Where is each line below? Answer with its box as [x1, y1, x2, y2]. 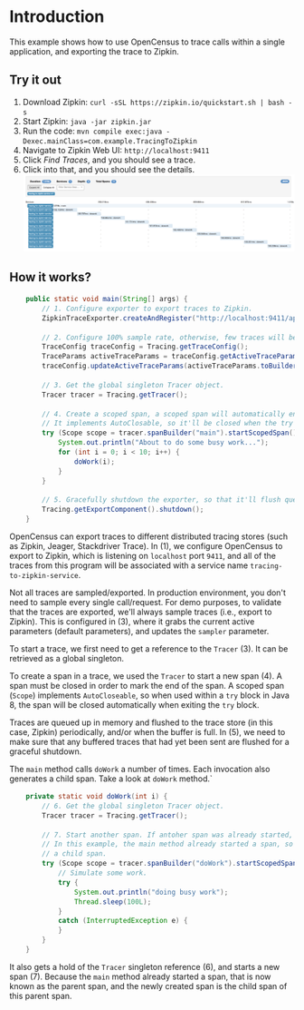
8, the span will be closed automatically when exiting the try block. [9, 700, 260, 711]
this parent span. [9, 990, 72, 1001]
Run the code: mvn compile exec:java [22, 125, 163, 136]
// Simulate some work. [57, 868, 147, 878]
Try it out [9, 73, 62, 88]
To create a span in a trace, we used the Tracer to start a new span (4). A [9, 671, 282, 682]
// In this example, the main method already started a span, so [42, 839, 294, 849]
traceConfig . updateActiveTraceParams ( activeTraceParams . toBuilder [42, 361, 298, 371]
